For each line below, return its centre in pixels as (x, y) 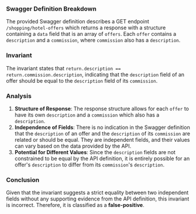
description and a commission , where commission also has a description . (93, 40)
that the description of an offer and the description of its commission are (102, 133)
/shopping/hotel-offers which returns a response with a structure (86, 28)
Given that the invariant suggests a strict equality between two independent (97, 193)
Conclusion (23, 179)
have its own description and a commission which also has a (87, 115)
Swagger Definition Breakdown (51, 9)
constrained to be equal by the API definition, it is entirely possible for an (102, 158)
